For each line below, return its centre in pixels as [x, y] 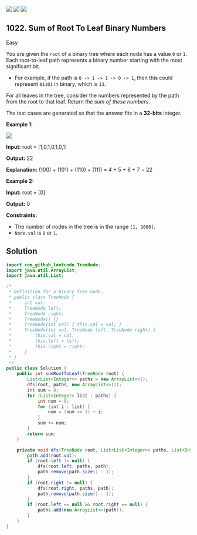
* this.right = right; [47, 346]
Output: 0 [18, 203]
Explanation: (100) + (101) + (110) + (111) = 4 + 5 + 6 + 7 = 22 [79, 169]
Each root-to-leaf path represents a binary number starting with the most [94, 60]
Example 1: [20, 124]
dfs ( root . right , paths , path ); [76, 488]
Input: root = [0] [26, 192]
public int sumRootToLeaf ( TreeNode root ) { [71, 374]
